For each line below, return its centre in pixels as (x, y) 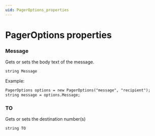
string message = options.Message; (43, 95)
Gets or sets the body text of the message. (50, 62)
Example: (15, 81)
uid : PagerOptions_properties (37, 10)
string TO (16, 128)
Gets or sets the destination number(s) (46, 119)
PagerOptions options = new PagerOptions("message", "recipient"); (78, 90)
